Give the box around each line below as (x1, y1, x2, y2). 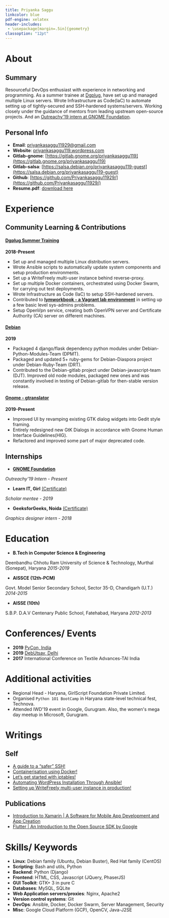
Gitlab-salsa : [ (12, 163, 44, 169)
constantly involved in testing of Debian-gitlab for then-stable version (12, 377, 158, 384)
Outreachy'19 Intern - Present (5, 476, 67, 482)
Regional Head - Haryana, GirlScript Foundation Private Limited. (12, 690, 146, 696)
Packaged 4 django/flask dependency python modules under (12, 345, 141, 351)
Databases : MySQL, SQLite (12, 885, 71, 892)
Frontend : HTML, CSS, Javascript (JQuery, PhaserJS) (12, 874, 126, 880)
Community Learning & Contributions (5, 223, 126, 232)
